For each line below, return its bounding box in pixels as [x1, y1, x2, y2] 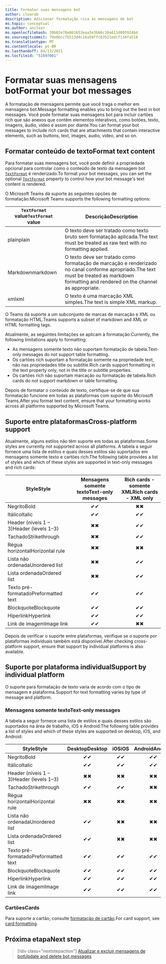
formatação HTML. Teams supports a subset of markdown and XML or [5, 317, 148, 322]
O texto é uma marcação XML [65, 292, 134, 299]
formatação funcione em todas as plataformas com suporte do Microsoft [5, 393, 153, 399]
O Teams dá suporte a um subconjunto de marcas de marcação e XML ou [5, 312, 156, 318]
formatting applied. [65, 245, 109, 252]
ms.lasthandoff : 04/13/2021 [5, 48, 63, 53]
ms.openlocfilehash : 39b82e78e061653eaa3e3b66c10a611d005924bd [5, 30, 138, 35]
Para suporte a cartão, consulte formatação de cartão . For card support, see [5, 916, 160, 922]
